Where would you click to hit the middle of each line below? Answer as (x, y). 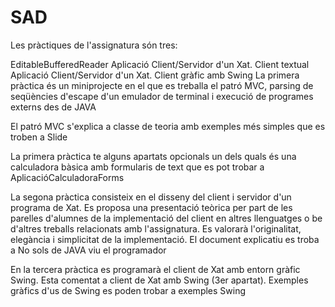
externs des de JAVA (53, 107)
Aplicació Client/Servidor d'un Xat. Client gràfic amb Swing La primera (155, 75)
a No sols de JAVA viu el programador (88, 250)
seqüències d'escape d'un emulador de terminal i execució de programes (162, 96)
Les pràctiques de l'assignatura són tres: (94, 45)
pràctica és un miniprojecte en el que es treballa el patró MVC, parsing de (162, 85)
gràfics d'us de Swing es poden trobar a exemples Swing (128, 290)
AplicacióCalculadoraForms (67, 177)
